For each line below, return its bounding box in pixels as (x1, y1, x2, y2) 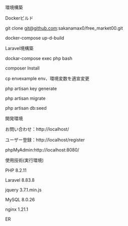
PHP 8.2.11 (5, 168, 27, 173)
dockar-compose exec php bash (5, 55, 73, 61)
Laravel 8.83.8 (5, 177, 35, 183)
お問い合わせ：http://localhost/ (5, 126, 69, 132)
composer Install (5, 65, 40, 71)
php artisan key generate (5, 86, 57, 92)
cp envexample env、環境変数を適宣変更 (5, 76, 90, 82)
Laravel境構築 (5, 45, 34, 51)
